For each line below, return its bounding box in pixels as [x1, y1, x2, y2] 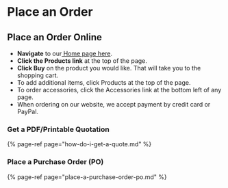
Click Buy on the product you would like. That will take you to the [16, 64, 201, 72]
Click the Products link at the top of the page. [16, 57, 147, 65]
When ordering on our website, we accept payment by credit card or [16, 100, 211, 108]
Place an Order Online [7, 31, 103, 43]
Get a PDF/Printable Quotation [7, 124, 110, 134]
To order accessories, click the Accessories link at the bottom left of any [16, 86, 222, 94]
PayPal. [16, 107, 39, 116]
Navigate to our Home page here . [16, 49, 113, 57]
